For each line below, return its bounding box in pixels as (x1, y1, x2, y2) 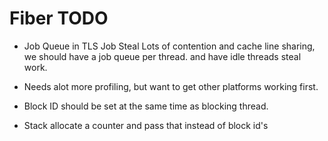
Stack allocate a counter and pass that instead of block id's (23, 119, 269, 131)
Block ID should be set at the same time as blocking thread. (23, 100, 269, 112)
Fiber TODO (9, 7, 109, 30)
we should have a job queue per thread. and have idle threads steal (23, 50, 302, 62)
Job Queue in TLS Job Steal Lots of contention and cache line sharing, (23, 40, 316, 52)
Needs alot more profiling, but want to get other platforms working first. (23, 80, 319, 92)
